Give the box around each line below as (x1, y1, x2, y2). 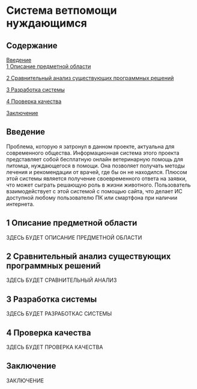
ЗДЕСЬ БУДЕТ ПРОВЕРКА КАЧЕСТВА (6, 344, 103, 351)
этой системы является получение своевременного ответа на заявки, (6, 175, 187, 182)
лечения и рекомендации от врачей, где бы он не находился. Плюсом (6, 168, 187, 175)
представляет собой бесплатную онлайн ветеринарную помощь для (6, 155, 183, 163)
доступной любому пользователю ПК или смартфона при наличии (6, 194, 178, 201)
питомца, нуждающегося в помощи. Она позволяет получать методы (6, 162, 185, 169)
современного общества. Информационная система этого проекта (6, 149, 180, 157)
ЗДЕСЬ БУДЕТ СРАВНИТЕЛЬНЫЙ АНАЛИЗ (6, 276, 117, 284)
